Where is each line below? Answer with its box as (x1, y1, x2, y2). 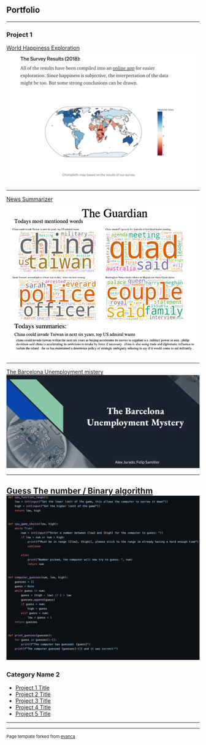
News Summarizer (6, 195, 53, 203)
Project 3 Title (15, 697, 51, 705)
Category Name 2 (6, 670, 60, 679)
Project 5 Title (15, 710, 51, 717)
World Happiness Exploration (6, 44, 80, 51)
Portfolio (6, 5, 40, 15)
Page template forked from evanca (6, 733, 75, 740)
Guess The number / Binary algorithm (6, 485, 153, 496)
